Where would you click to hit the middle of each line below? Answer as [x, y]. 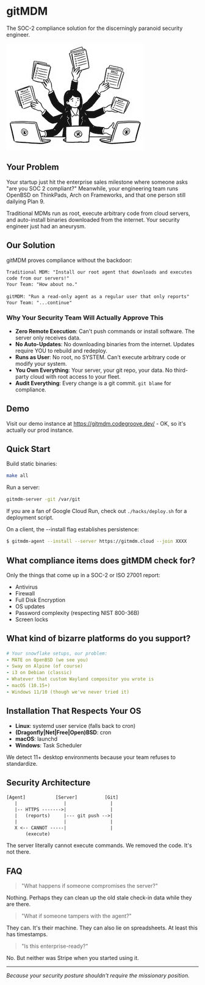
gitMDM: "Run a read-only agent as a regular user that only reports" [98, 296]
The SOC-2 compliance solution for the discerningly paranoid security [95, 28]
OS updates [30, 606]
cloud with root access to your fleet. [75, 376]
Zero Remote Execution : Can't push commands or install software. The [105, 331]
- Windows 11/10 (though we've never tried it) [68, 692]
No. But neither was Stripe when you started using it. [73, 958]
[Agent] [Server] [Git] [63, 798]
